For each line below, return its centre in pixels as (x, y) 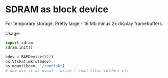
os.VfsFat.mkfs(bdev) (28, 61)
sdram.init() (19, 47)
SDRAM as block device (57, 9)
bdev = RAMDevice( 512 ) (29, 57)
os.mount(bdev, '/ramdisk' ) (35, 66)
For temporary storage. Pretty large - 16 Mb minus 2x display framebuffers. (84, 23)
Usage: (13, 33)
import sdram (19, 43)
